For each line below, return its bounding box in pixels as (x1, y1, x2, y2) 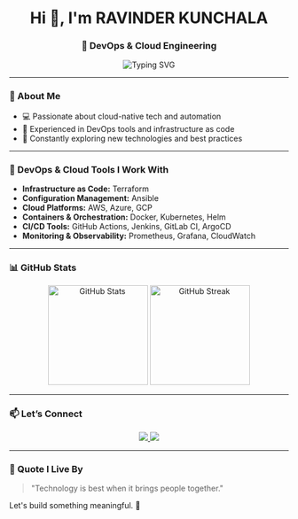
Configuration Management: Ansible (21, 193, 160, 204)
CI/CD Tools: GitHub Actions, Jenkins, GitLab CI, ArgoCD (21, 221, 232, 232)
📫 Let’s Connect (9, 407, 82, 420)
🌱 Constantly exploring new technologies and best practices (21, 133, 243, 143)
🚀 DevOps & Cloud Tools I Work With (9, 163, 169, 175)
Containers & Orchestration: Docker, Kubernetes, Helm (21, 212, 226, 222)
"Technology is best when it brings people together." (30, 483, 224, 493)
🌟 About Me (9, 90, 61, 103)
